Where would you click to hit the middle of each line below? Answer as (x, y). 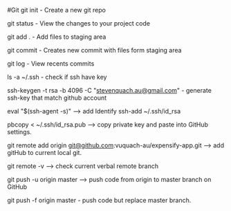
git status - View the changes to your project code (79, 23)
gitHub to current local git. (44, 153)
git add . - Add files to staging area (57, 37)
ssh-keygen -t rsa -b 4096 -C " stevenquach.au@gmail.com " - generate (110, 90)
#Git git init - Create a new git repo (56, 10)
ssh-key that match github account (57, 98)
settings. (20, 132)
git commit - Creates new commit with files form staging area (94, 50)
